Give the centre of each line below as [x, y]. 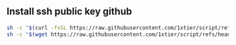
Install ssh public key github [69, 12]
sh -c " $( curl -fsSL [37, 27]
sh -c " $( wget [27, 34]
